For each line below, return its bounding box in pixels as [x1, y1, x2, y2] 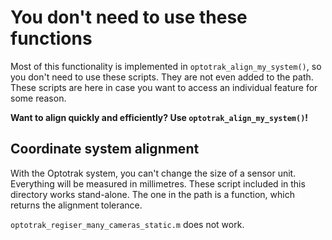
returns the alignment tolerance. [10, 199, 143, 211]
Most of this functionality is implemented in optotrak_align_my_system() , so [10, 60, 322, 72]
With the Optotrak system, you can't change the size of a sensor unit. [10, 167, 297, 179]
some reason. [10, 92, 67, 104]
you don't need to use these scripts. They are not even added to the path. [10, 71, 314, 83]
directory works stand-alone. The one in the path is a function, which [10, 188, 295, 200]
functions [10, 27, 93, 50]
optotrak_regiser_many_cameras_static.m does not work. [10, 218, 245, 230]
